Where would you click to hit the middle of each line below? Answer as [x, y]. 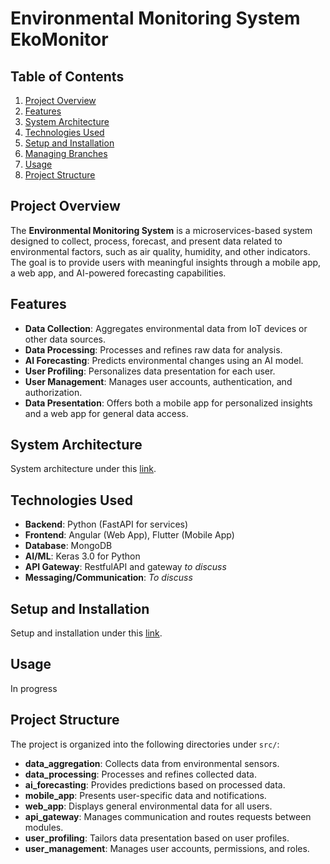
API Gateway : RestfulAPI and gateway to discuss [125, 567]
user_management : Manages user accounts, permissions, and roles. [167, 848]
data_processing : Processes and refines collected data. [140, 774]
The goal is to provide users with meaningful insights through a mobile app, [166, 262]
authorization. [53, 392]
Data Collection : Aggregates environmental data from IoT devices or [166, 328]
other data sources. [65, 339]
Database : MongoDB [68, 546]
